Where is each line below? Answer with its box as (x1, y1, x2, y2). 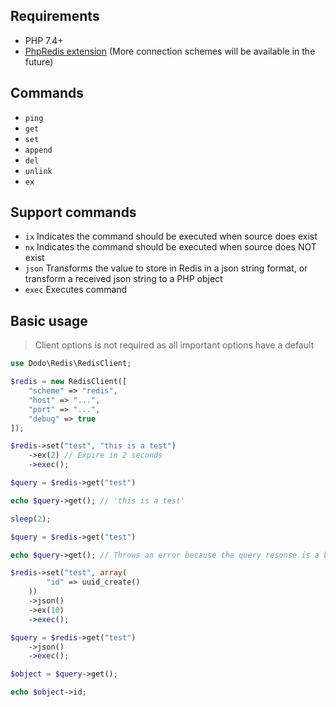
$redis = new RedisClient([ (10, 377, 128, 387)
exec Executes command (24, 284, 128, 296)
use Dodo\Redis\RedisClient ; (10, 359, 132, 369)
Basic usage (10, 312, 88, 329)
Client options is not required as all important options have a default (34, 339, 315, 351)
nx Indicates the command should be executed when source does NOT (24, 241, 317, 253)
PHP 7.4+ (24, 34, 64, 46)
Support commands (10, 204, 137, 221)
